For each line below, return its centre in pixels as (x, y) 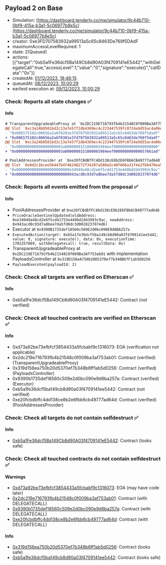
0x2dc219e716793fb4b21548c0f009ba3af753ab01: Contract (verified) (84, 357)
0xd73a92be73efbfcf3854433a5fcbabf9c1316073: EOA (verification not (85, 347)
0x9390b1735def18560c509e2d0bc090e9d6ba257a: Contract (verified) (86, 378)
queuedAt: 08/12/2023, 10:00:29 (45, 83)
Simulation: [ (25, 20)
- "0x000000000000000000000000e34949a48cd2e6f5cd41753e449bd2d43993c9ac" (83, 170)
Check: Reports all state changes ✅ (48, 101)
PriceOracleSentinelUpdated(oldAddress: (54, 215)
